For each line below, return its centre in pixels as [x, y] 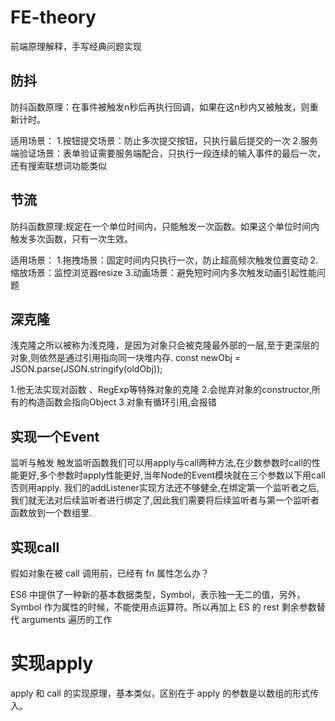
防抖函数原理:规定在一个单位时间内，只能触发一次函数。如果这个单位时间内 [165, 226]
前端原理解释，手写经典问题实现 [76, 46]
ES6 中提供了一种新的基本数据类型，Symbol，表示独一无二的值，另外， [158, 594]
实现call [35, 547]
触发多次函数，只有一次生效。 [71, 238]
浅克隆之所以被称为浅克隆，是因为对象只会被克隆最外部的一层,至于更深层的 [165, 345]
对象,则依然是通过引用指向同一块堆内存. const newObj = [126, 358]
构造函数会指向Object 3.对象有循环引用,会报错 [122, 402]
